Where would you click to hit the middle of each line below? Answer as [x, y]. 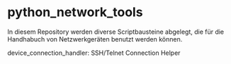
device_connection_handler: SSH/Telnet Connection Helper [94, 53]
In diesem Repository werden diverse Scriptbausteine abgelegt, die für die [116, 32]
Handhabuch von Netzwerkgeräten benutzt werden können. [95, 39]
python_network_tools [75, 12]
